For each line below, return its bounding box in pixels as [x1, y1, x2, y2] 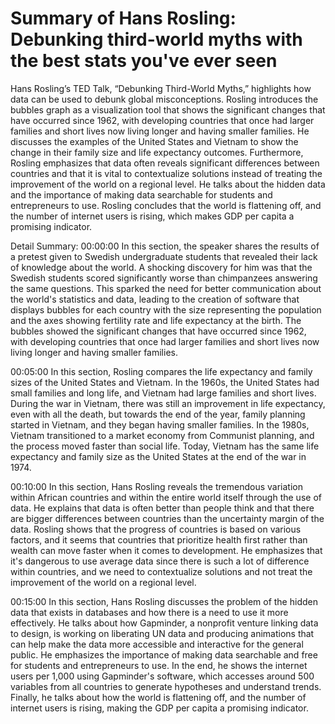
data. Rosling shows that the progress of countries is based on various [10, 523, 302, 535]
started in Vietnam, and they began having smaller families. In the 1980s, [10, 418, 310, 431]
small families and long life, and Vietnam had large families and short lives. [10, 387, 317, 399]
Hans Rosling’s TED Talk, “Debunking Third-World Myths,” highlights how [10, 82, 312, 94]
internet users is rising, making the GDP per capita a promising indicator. [10, 702, 309, 714]
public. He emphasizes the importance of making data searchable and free [10, 648, 318, 661]
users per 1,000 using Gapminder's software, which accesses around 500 [10, 670, 315, 682]
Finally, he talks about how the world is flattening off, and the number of [10, 691, 307, 703]
